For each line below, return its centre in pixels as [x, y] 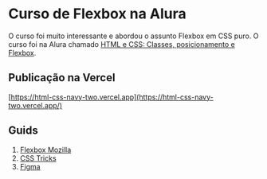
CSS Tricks [38, 158]
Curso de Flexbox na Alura [98, 14]
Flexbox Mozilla [45, 150]
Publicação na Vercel [62, 78]
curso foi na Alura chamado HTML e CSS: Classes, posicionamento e [122, 44]
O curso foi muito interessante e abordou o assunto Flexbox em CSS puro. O [133, 36]
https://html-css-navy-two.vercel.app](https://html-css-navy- [112, 97]
